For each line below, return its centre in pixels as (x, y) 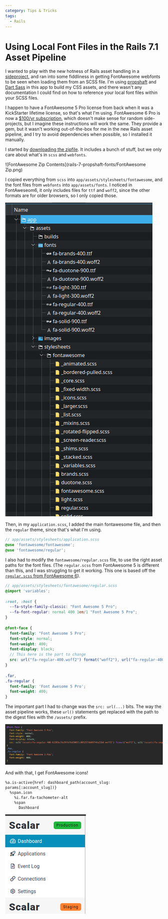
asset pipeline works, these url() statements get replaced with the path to (82, 712)
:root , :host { (21, 601)
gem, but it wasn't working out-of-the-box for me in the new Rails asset (79, 129)
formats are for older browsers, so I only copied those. (61, 195)
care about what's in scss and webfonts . (46, 155)
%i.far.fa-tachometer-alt (41, 798)
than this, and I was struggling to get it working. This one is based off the (80, 570)
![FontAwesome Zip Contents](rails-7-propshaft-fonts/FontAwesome (75, 165)
